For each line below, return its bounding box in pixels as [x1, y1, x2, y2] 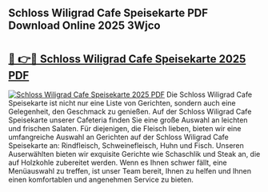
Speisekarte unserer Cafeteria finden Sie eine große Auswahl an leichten [8, 115, 248, 125]
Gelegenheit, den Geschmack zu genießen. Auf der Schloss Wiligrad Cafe [8, 107, 252, 116]
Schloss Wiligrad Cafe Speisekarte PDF [8, 6, 209, 20]
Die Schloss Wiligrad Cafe [166, 90, 253, 99]
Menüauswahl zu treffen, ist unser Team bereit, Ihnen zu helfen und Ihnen [8, 166, 252, 175]
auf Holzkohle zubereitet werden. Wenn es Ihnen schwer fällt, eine [8, 158, 228, 167]
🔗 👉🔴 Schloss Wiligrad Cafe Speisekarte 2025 [8, 52, 246, 66]
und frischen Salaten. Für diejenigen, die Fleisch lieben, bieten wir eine [8, 124, 242, 133]
